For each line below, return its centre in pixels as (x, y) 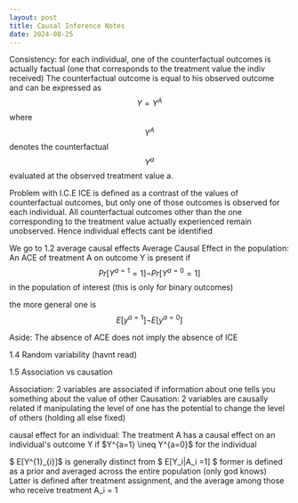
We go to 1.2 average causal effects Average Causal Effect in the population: (149, 248)
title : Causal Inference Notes (67, 26)
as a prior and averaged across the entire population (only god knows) (138, 471)
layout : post (33, 17)
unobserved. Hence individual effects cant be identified (111, 231)
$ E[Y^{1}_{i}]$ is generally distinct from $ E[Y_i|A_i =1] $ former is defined (146, 461)
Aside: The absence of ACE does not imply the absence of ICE (124, 337)
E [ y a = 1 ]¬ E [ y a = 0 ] (149, 319)
